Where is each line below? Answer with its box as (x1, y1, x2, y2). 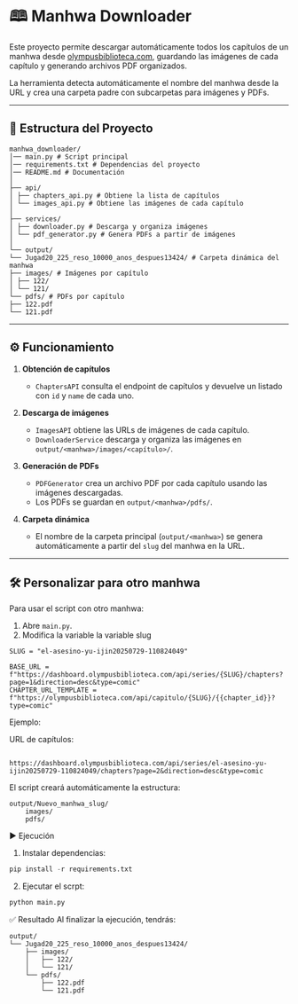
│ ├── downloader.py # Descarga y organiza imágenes (9, 222, 208, 231)
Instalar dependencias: (21, 848, 106, 859)
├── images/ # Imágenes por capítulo (9, 269, 149, 278)
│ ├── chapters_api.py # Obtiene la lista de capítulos (9, 191, 220, 200)
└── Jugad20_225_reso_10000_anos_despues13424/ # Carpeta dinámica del (9, 253, 279, 262)
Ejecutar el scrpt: (21, 881, 85, 891)
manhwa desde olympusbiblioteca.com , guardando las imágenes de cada (9, 51, 279, 61)
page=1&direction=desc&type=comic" (9, 678, 141, 687)
